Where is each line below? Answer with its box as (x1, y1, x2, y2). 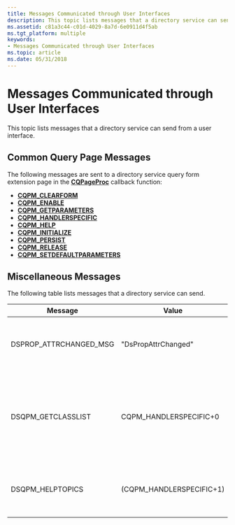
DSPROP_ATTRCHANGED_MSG (10, 340, 115, 350)
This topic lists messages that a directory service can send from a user (7, 124, 212, 132)
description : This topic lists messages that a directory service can (7, 17, 218, 24)
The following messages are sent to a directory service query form (7, 170, 200, 178)
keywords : (7, 36, 36, 43)
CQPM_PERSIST (17, 236, 66, 244)
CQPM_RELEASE (17, 243, 68, 252)
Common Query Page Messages (7, 152, 151, 164)
